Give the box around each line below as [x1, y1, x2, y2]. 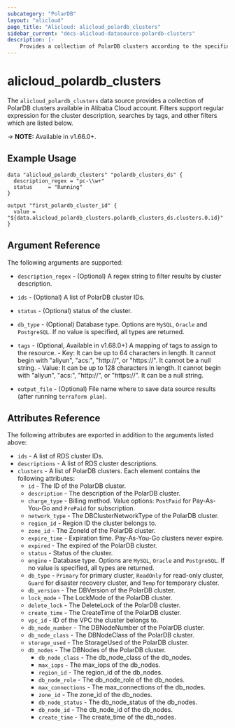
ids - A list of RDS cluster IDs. [17, 452, 104, 461]
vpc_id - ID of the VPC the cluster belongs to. [27, 616, 159, 625]
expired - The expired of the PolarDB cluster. [27, 541, 157, 550]
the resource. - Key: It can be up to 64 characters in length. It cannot [17, 348, 216, 357]
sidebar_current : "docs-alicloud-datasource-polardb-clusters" [7, 29, 196, 37]
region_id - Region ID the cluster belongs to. [27, 519, 157, 527]
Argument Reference [7, 239, 101, 251]
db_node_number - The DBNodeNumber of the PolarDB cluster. [27, 623, 205, 632]
